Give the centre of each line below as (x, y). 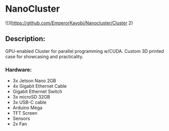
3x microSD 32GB (31, 97)
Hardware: (19, 70)
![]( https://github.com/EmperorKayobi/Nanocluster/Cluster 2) (69, 23)
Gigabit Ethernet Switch (37, 91)
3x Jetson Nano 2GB (34, 81)
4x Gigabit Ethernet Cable (40, 86)
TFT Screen (25, 113)
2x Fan (20, 124)
